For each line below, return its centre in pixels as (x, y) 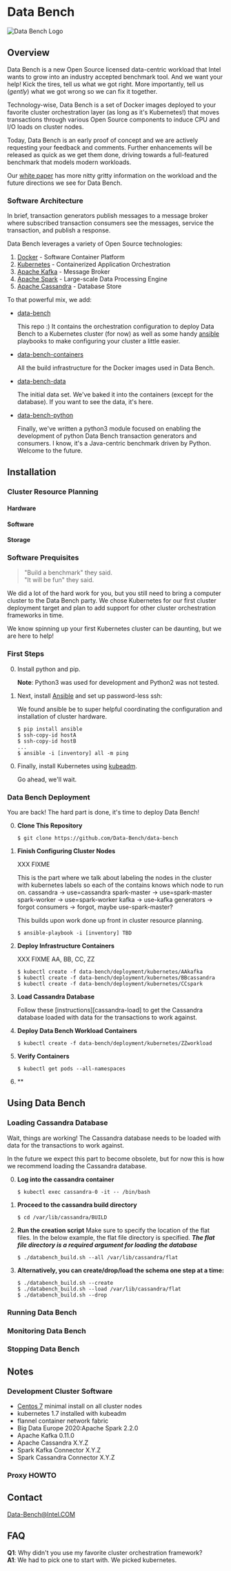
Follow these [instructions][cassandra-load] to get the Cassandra (110, 1010)
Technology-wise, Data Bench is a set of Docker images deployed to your (112, 105)
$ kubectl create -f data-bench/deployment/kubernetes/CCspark (110, 984)
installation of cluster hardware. (62, 716)
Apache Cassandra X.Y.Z (53, 1443)
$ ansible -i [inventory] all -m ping (73, 753)
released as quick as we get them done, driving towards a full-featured (108, 154)
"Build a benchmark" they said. (68, 572)
